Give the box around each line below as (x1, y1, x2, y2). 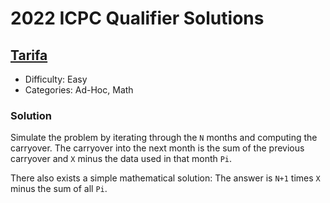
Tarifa (10, 47, 48, 64)
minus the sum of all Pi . (10, 183, 108, 195)
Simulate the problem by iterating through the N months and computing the (10, 132, 318, 144)
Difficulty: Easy (24, 73, 88, 85)
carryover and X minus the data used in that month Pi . (10, 153, 233, 165)
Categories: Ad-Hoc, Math (24, 84, 134, 96)
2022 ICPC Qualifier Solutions (10, 7, 265, 30)
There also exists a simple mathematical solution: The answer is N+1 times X (10, 172, 321, 184)
